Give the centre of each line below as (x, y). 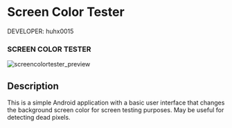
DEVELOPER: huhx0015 (41, 31)
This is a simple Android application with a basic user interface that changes (116, 103)
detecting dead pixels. (39, 118)
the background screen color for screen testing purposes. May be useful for (116, 110)
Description (33, 86)
